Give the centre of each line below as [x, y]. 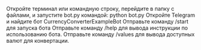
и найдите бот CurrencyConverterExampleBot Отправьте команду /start [97, 21]
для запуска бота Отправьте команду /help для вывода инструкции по [97, 28]
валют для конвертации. [38, 41]
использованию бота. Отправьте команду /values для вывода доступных [101, 34]
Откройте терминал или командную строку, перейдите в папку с [90, 9]
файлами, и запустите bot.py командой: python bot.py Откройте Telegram [101, 15]
